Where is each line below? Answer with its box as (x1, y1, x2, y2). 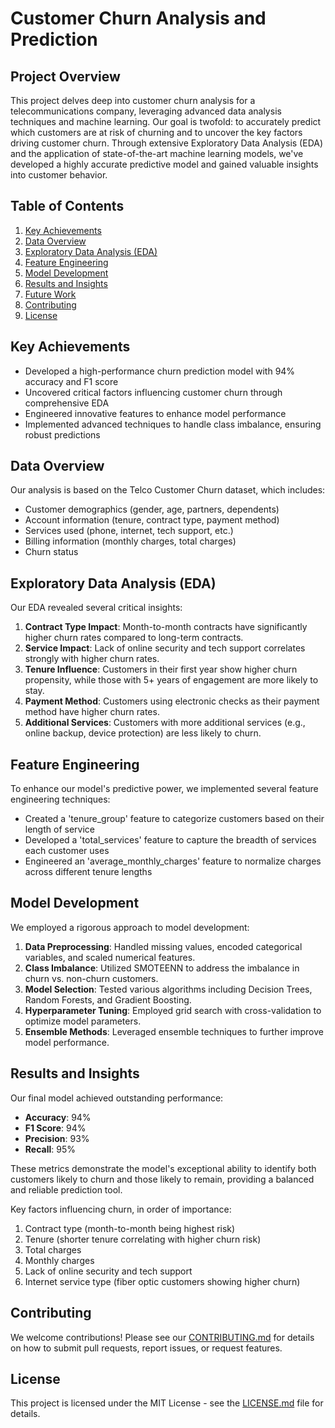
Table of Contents (10, 198, 125, 215)
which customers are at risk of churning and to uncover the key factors (10, 127, 303, 138)
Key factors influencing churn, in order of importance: (10, 1203, 232, 1215)
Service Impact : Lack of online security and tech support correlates (24, 642, 306, 654)
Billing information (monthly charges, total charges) (24, 535, 237, 547)
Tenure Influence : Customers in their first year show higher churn (24, 663, 298, 676)
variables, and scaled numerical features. (24, 951, 196, 963)
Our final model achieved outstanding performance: (10, 1092, 224, 1104)
